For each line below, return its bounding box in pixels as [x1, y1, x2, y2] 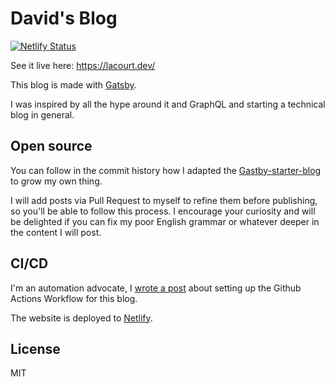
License [10, 340, 61, 357]
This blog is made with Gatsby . [10, 78, 137, 91]
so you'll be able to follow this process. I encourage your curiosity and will [10, 205, 316, 217]
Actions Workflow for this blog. [10, 292, 138, 304]
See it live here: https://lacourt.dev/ [10, 59, 156, 71]
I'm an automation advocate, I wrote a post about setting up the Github [10, 282, 302, 294]
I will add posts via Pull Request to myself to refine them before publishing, [10, 194, 318, 206]
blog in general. [10, 108, 75, 121]
